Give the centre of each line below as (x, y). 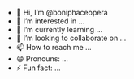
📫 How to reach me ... (54, 47)
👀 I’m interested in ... (50, 21)
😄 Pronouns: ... (42, 59)
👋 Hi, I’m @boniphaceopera (62, 12)
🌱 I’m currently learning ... (59, 29)
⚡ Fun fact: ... (38, 68)
